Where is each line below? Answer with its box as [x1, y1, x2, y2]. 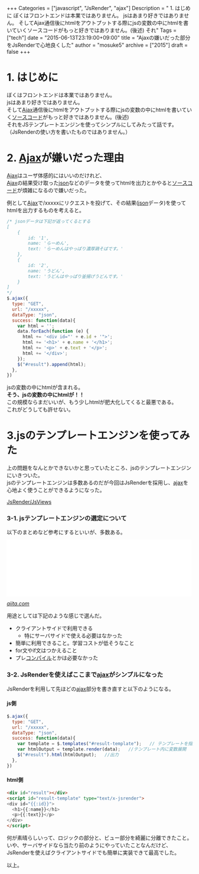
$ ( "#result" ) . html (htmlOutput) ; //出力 [17, 752, 119, 758]
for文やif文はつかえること [15, 647, 77, 654]
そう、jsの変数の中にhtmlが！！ [6, 391, 85, 399]
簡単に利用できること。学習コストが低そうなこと [15, 640, 135, 647]
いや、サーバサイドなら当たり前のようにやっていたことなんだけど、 [6, 841, 172, 849]
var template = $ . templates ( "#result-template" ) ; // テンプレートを [17, 741, 188, 747]
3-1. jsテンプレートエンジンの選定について [6, 514, 127, 523]
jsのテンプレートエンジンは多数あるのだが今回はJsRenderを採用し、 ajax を [6, 479, 188, 486]
